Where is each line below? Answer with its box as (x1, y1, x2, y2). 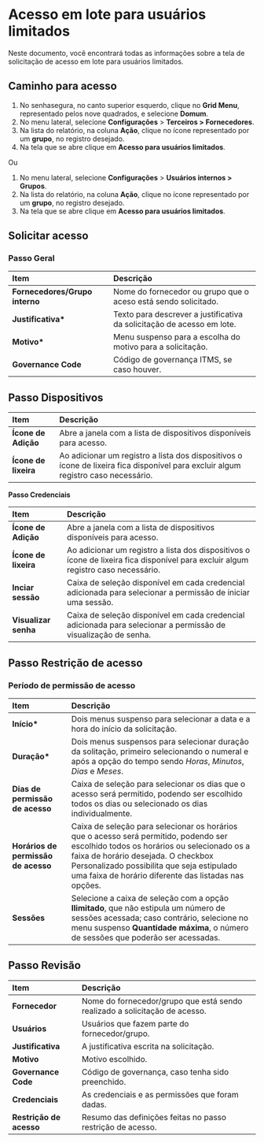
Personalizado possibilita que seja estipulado (71, 860, 238, 871)
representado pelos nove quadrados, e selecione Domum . (19, 109, 209, 118)
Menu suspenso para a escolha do (113, 332, 241, 343)
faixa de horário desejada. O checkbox (71, 850, 214, 861)
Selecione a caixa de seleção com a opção (71, 893, 229, 904)
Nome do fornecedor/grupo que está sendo (81, 995, 243, 1006)
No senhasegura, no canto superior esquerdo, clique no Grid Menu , (19, 100, 240, 109)
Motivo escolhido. (81, 1053, 148, 1064)
